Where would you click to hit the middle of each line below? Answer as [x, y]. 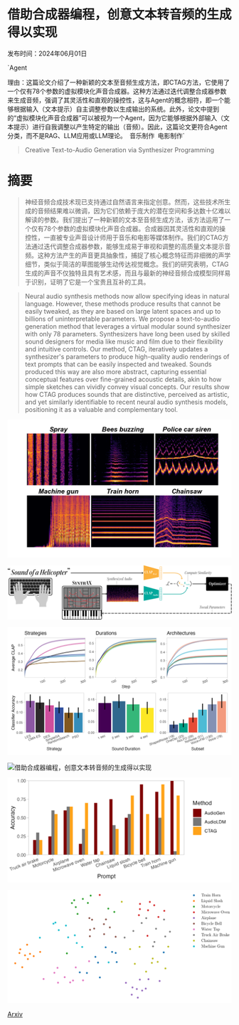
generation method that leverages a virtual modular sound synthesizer [128, 326]
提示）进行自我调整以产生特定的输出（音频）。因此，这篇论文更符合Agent [120, 127]
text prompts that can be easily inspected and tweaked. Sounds [118, 364]
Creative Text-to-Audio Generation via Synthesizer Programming [119, 149]
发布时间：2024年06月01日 [47, 53]
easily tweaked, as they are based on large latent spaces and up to [123, 311]
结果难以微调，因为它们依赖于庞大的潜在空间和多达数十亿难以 [140, 211]
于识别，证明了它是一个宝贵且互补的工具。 [87, 282]
